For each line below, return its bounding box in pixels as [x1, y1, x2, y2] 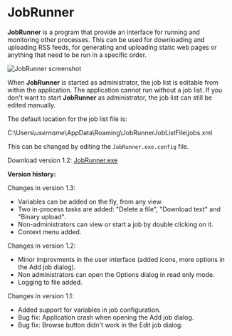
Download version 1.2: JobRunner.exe [7, 156, 118, 164]
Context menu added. [17, 227, 82, 236]
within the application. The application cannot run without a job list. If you [7, 85, 223, 94]
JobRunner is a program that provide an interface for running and [7, 28, 201, 36]
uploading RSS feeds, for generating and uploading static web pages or [7, 43, 217, 51]
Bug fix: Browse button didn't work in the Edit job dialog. [17, 320, 183, 329]
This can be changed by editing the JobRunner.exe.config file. [7, 142, 189, 150]
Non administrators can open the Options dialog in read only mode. [17, 270, 215, 278]
